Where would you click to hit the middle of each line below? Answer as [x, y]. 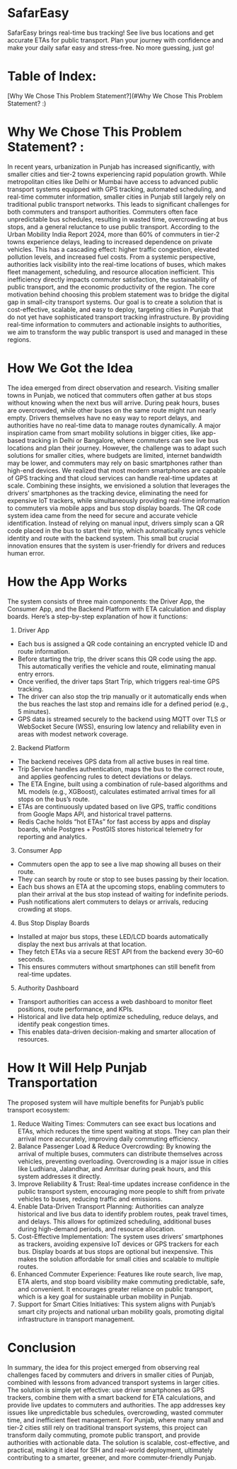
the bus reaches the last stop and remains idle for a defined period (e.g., [123, 704]
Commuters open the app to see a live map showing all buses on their [119, 864]
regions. [19, 339]
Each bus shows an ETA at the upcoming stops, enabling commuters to [121, 887]
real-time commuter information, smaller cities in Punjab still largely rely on [116, 197]
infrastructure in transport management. [76, 1319]
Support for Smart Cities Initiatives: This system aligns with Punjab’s [116, 1304]
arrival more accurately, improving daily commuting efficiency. [108, 1139]
